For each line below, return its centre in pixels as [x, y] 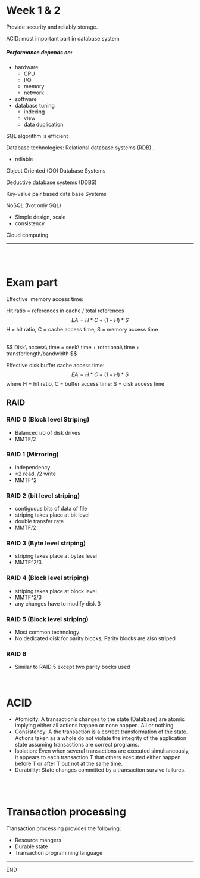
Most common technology [47, 632]
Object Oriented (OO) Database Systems [56, 170]
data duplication [43, 124]
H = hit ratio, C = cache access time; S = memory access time [82, 329]
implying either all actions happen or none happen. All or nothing [94, 726]
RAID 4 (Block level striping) [48, 578]
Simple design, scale [40, 217]
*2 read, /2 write [35, 474]
